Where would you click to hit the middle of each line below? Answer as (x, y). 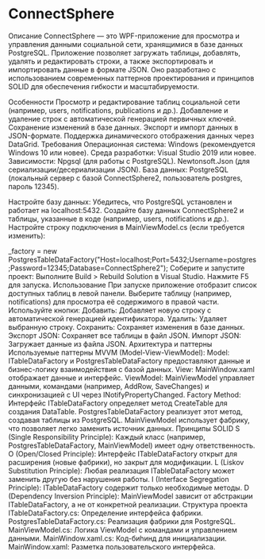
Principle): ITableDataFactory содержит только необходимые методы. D (129, 487)
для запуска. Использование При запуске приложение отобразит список (132, 285)
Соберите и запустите (207, 268)
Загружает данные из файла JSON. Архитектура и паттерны (110, 344)
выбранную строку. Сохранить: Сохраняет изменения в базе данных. (127, 327)
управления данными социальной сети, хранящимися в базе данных (126, 44)
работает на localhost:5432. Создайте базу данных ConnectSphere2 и (126, 210)
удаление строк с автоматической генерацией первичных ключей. (122, 118)
